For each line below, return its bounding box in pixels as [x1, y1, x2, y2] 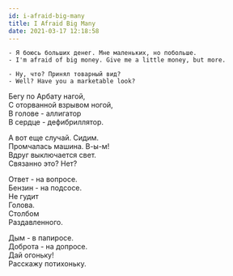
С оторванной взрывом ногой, [8, 100, 113, 110]
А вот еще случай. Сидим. [8, 133, 100, 142]
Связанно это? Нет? [8, 159, 78, 168]
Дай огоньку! [8, 250, 54, 260]
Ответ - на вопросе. [8, 175, 78, 185]
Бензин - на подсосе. [8, 183, 83, 193]
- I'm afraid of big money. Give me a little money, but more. [8, 56, 227, 65]
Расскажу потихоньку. [8, 259, 87, 269]
